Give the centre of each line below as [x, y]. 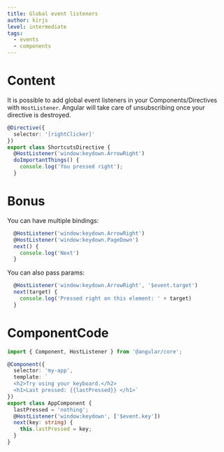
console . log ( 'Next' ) [50, 253]
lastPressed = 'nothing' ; [51, 409]
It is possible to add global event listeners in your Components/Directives [112, 100]
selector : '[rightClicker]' [54, 134]
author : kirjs [28, 20]
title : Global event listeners [53, 14]
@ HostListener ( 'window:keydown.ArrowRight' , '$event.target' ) [106, 286]
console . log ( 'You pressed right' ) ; [72, 167]
